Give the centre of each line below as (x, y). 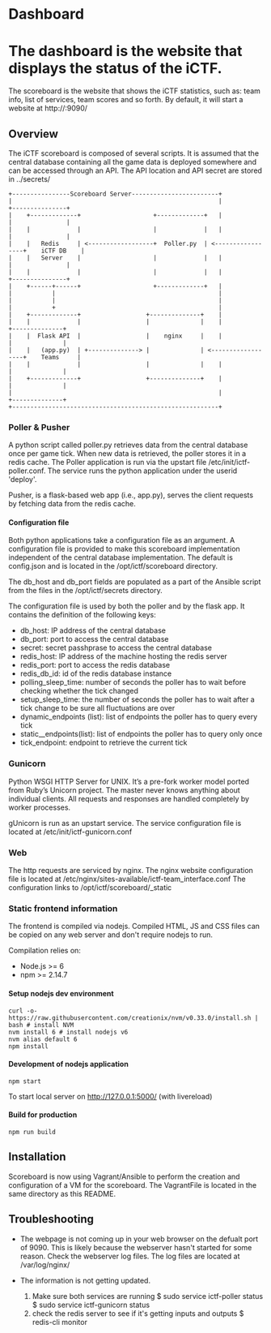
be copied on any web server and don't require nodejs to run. (110, 935)
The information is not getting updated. (85, 1280)
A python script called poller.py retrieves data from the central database (128, 445)
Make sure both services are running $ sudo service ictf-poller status (148, 1296)
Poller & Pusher (39, 427)
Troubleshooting (51, 1219)
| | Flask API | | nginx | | (115, 336)
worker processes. (40, 807)
